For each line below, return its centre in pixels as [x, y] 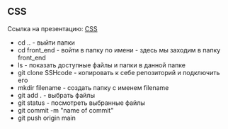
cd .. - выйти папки [46, 43]
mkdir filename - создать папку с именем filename [93, 87]
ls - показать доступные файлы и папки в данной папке [102, 65]
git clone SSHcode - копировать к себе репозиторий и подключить [119, 72]
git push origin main [46, 118]
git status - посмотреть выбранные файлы [81, 103]
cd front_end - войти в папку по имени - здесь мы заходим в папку [119, 50]
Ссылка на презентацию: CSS [52, 28]
